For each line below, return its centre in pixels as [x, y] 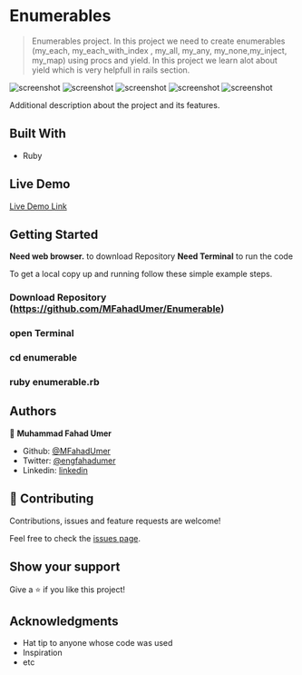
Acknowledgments [64, 621]
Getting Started [54, 234]
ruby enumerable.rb [54, 382]
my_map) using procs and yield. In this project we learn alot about [155, 60]
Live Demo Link [39, 206]
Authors [33, 411]
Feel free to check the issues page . [75, 538]
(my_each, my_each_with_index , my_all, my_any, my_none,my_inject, [159, 50]
